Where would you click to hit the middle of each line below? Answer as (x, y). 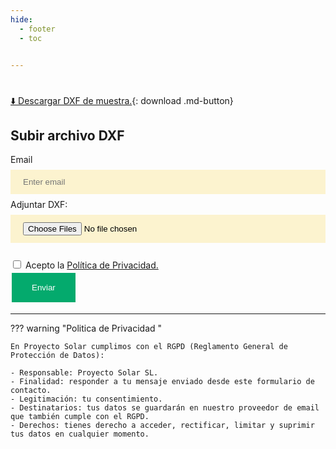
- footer (37, 29)
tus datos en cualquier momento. (80, 434)
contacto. (31, 391)
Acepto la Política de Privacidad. (91, 265)
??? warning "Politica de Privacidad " (86, 328)
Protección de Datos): (57, 356)
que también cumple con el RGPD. (80, 417)
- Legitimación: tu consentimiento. (86, 399)
